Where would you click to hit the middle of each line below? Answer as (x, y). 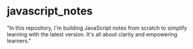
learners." (19, 41)
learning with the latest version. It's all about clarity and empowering (92, 34)
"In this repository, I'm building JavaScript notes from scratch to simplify (97, 28)
